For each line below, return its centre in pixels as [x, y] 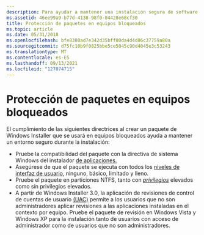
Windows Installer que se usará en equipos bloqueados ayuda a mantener [100, 136]
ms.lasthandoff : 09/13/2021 [42, 63]
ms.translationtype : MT [37, 52]
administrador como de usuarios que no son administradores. [93, 226]
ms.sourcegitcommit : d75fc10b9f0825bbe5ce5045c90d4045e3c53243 [89, 47]
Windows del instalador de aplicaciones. [66, 160]
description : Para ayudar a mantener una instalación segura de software [102, 12]
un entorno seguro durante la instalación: [58, 142]
